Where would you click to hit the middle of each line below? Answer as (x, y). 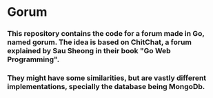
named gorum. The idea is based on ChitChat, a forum (99, 42)
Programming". (33, 59)
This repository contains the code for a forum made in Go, (106, 34)
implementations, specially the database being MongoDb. (106, 87)
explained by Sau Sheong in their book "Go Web (89, 51)
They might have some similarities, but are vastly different (107, 78)
